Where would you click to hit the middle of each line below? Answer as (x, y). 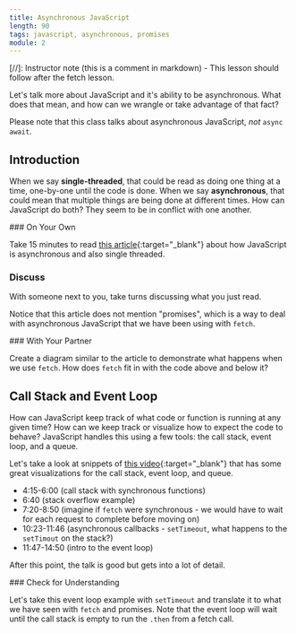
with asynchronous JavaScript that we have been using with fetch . (132, 324)
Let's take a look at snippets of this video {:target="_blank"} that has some (145, 464)
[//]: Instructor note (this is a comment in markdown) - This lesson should (144, 68)
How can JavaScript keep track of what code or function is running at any (145, 418)
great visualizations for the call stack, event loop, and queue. (122, 473)
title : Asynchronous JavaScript (69, 17)
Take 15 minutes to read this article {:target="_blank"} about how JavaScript (148, 245)
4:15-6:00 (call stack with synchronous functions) (114, 490)
